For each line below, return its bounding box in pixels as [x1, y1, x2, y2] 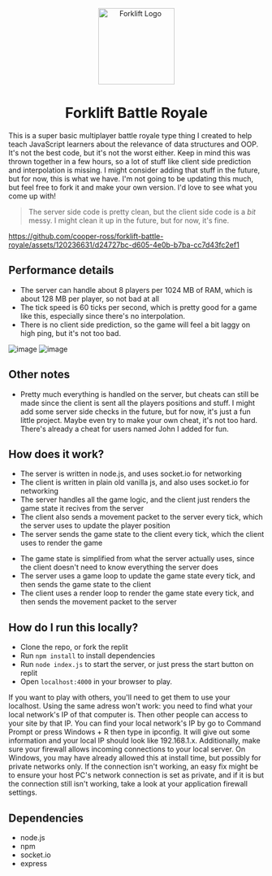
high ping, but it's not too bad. [19, 328, 122, 338]
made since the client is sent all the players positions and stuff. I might [19, 398, 256, 407]
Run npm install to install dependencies [19, 651, 156, 660]
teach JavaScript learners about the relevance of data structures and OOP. [8, 139, 259, 149]
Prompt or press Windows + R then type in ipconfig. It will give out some [8, 727, 251, 737]
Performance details [8, 264, 114, 277]
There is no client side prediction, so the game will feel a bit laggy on [19, 320, 250, 329]
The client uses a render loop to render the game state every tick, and [19, 588, 254, 598]
